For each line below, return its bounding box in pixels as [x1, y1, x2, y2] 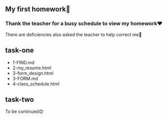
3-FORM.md [12, 75, 39, 81]
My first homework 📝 [5, 5, 71, 14]
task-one [5, 46, 34, 55]
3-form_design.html [12, 70, 54, 76]
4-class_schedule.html [12, 81, 60, 87]
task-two [5, 95, 34, 103]
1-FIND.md [12, 59, 35, 65]
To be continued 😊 [5, 108, 44, 114]
